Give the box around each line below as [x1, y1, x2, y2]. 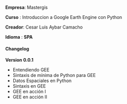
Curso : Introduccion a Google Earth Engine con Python [5, 14, 122, 20]
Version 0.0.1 [5, 57, 34, 63]
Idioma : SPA [5, 34, 33, 40]
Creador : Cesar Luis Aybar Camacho [5, 24, 83, 30]
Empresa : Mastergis [5, 5, 48, 10]
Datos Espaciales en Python [12, 77, 72, 84]
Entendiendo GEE [12, 67, 49, 73]
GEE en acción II [12, 94, 47, 100]
